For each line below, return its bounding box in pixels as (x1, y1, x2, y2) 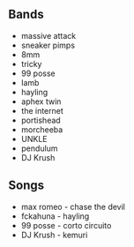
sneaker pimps (20, 40, 76, 50)
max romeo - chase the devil (20, 201, 125, 212)
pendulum (20, 143, 58, 153)
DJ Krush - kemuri (20, 229, 88, 240)
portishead (20, 115, 61, 125)
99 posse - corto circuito (20, 220, 112, 230)
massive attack (20, 30, 77, 41)
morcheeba (20, 123, 63, 135)
